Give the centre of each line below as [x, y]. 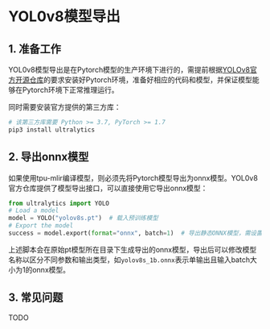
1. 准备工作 [35, 49]
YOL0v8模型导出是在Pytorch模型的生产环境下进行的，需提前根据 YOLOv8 [129, 70]
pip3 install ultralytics [51, 130]
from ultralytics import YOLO [59, 203]
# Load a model [34, 210]
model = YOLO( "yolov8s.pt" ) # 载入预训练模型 [84, 219]
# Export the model [41, 226]
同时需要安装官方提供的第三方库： [65, 107]
